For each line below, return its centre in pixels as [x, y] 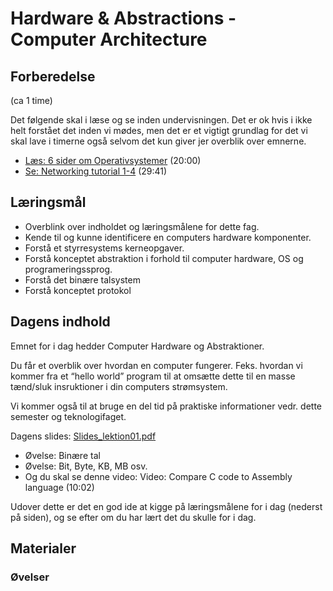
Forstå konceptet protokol [78, 290]
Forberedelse [53, 76]
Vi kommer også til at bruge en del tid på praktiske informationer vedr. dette [166, 406]
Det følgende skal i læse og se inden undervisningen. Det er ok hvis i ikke [161, 120]
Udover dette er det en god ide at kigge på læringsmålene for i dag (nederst [166, 506]
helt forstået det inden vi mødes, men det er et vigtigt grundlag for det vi [159, 130]
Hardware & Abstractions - [123, 18]
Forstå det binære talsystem [82, 279]
